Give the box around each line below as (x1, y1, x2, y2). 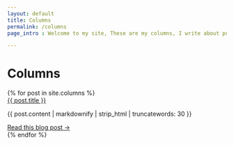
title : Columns (7, 17, 52, 24)
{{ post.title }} (7, 96, 47, 105)
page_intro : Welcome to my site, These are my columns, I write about (7, 29, 219, 37)
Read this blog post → (7, 123, 71, 132)
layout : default (7, 10, 54, 17)
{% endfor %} (7, 130, 47, 139)
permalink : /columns (7, 23, 68, 30)
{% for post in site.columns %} (7, 89, 95, 98)
